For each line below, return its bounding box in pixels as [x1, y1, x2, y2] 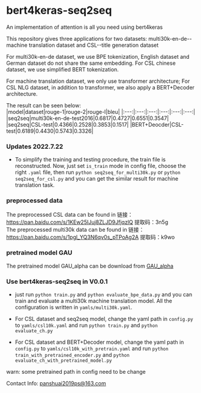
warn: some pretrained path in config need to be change [6, 368, 146, 376]
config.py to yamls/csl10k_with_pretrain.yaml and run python [14, 345, 169, 352]
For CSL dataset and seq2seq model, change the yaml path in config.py [14, 316, 194, 323]
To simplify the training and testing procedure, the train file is [14, 156, 166, 163]
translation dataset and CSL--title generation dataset [29, 41, 159, 49]
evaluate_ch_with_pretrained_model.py [14, 358, 112, 364]
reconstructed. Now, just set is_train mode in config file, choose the [14, 163, 186, 170]
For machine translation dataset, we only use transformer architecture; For [6, 77, 190, 85]
